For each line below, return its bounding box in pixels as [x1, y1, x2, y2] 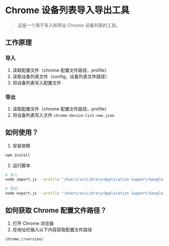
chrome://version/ [5, 236, 44, 241]
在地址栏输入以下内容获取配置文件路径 [12, 226, 92, 232]
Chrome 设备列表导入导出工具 [5, 5, 130, 16]
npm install [5, 152, 30, 157]
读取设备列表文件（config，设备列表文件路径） [12, 73, 110, 79]
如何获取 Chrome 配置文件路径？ [5, 206, 107, 214]
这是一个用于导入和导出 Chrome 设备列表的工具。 [17, 22, 121, 28]
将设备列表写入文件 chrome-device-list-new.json [12, 112, 115, 118]
